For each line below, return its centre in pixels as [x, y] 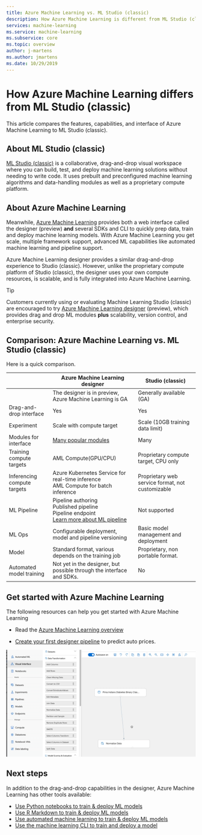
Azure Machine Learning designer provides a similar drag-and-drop [90, 259]
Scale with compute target [85, 425]
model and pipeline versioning [90, 538]
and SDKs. [66, 577]
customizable [155, 489]
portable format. [158, 555]
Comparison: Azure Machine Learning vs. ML [93, 340]
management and [160, 534]
